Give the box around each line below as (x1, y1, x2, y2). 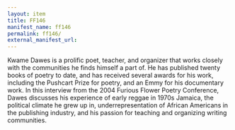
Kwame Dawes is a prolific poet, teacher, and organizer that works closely (7, 56, 223, 64)
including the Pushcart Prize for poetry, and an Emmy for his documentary (7, 78, 224, 87)
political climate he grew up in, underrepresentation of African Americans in (7, 101, 229, 110)
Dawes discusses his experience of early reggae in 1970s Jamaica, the (7, 93, 214, 102)
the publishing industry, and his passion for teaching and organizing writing (7, 109, 227, 117)
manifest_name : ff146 (7, 23, 71, 30)
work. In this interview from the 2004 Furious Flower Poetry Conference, (7, 86, 219, 95)
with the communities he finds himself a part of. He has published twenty (7, 64, 221, 72)
